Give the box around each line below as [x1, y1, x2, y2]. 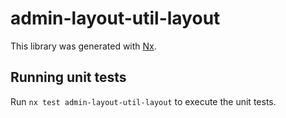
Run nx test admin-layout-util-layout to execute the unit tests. [10, 95, 277, 107]
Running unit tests [10, 69, 127, 86]
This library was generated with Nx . [10, 40, 157, 52]
